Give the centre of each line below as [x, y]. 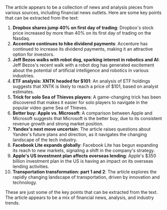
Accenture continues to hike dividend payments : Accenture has [80, 44]
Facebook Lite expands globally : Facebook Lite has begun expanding [85, 145]
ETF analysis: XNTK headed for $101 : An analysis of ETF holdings [81, 81]
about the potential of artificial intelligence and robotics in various [80, 70]
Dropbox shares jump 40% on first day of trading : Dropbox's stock [83, 28]
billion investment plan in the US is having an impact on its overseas [83, 161]
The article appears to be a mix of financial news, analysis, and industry [80, 197]
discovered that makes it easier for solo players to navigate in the [80, 102]
